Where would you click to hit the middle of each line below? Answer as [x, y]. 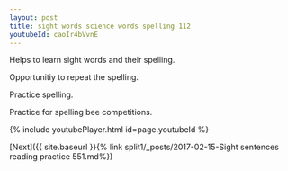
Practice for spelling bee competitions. [81, 112]
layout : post [34, 18]
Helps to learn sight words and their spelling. [92, 60]
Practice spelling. [41, 94]
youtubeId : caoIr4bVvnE [54, 34]
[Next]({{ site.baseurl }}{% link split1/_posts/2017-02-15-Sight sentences [144, 147]
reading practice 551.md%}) [61, 157]
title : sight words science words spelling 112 [100, 26]
